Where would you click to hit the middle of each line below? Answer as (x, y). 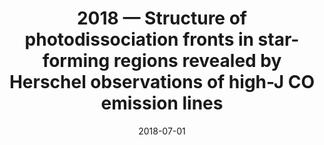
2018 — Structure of (161, 18)
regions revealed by (197, 61)
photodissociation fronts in (139, 39)
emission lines (162, 103)
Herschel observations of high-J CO (162, 82)
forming (76, 61)
